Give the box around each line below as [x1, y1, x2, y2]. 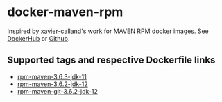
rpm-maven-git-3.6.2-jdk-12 [17, 87, 99, 95]
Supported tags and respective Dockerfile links [7, 54, 216, 66]
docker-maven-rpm [7, 4, 123, 20]
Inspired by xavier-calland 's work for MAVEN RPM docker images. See [7, 27, 210, 35]
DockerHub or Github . [7, 34, 70, 42]
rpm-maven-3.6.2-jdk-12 [17, 80, 88, 88]
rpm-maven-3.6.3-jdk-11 [17, 72, 87, 81]
